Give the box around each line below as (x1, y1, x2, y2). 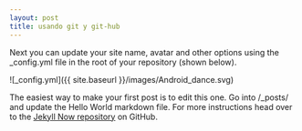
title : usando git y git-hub (9, 22, 120, 31)
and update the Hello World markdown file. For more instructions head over (9, 101, 293, 112)
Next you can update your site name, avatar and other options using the (9, 46, 280, 57)
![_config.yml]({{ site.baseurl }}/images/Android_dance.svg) (9, 74, 234, 85)
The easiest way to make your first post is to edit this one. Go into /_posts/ (9, 92, 289, 103)
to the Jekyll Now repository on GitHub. (9, 111, 158, 122)
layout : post (9, 13, 59, 23)
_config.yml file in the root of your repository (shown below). (9, 56, 237, 67)
